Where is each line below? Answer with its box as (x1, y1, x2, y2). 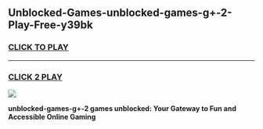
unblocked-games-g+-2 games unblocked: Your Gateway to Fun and (8, 103, 237, 113)
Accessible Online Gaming (8, 112, 96, 121)
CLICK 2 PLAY (8, 71, 63, 82)
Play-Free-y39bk (8, 19, 93, 32)
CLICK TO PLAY (8, 42, 69, 53)
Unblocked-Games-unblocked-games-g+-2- (8, 6, 232, 20)
